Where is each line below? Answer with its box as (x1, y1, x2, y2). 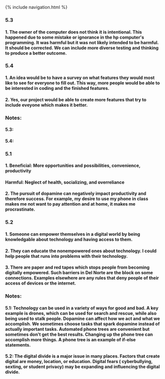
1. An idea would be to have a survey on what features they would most (5, 75, 155, 81)
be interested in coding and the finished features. (5, 85, 109, 91)
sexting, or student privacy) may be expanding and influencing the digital (5, 364, 160, 370)
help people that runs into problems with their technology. (5, 253, 128, 259)
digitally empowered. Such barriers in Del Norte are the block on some (5, 270, 153, 276)
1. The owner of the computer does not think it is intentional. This (5, 29, 142, 35)
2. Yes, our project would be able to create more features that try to (5, 96, 147, 102)
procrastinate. (5, 206, 36, 213)
